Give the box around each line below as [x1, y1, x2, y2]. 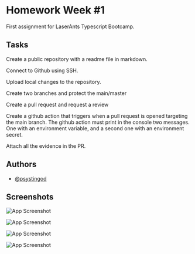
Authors [6, 160, 37, 170]
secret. [6, 131, 23, 138]
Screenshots [6, 192, 54, 202]
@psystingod [14, 175, 47, 182]
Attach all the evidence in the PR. [6, 142, 86, 150]
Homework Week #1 [6, 4, 105, 17]
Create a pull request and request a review [6, 101, 109, 108]
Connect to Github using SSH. [6, 67, 78, 74]
